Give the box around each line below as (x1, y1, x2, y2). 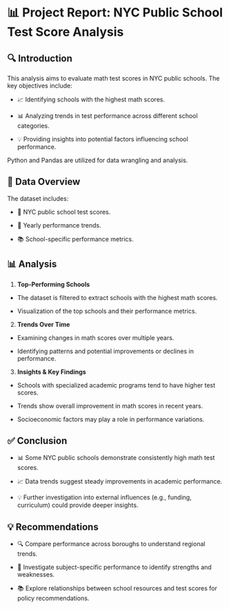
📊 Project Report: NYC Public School (7, 5, 223, 21)
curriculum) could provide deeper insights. (17, 501, 139, 510)
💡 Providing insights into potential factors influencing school (17, 135, 188, 143)
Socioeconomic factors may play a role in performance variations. (17, 415, 205, 423)
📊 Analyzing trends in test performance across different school (17, 112, 198, 120)
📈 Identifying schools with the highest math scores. (17, 95, 166, 103)
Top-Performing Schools (17, 280, 90, 288)
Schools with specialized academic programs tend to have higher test (17, 381, 216, 389)
